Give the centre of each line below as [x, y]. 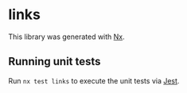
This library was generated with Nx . [66, 37]
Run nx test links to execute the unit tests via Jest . [94, 80]
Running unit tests [55, 62]
